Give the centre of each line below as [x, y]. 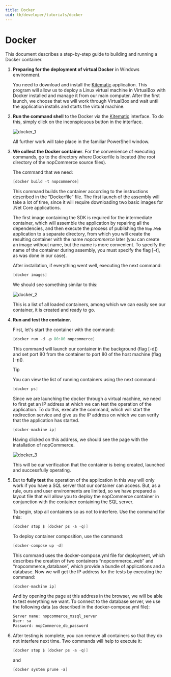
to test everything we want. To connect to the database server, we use [87, 601]
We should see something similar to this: [55, 285]
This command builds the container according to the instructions [80, 192]
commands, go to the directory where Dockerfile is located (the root [84, 157]
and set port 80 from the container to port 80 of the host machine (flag [87, 354]
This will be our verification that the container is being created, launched [89, 464]
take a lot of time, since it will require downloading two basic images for [88, 202]
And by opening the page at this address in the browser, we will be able [88, 596]
